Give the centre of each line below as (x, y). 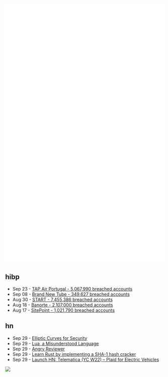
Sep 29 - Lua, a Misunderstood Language (56, 343)
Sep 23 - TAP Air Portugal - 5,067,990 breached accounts (72, 289)
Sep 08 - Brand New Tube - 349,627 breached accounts (71, 294)
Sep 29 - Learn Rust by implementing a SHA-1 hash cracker (74, 354)
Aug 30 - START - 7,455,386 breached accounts (63, 299)
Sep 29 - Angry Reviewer (39, 349)
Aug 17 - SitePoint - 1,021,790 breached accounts (63, 310)
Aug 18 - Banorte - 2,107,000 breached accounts (63, 305)
